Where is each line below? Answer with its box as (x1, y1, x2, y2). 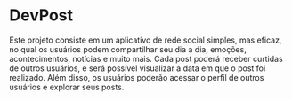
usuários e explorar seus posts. (9, 82, 125, 92)
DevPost (9, 5, 74, 26)
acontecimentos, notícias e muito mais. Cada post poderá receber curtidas (9, 53, 283, 64)
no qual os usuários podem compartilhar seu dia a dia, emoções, (9, 43, 247, 54)
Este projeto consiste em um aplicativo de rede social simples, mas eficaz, (9, 35, 282, 45)
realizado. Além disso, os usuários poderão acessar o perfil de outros (9, 72, 264, 82)
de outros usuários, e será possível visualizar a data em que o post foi (9, 63, 266, 74)
